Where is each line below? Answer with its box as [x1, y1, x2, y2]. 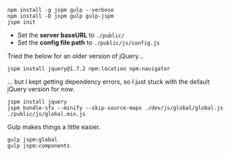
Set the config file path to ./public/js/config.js [17, 38, 160, 47]
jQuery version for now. [7, 85, 75, 93]
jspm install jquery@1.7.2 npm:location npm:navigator [7, 65, 171, 72]
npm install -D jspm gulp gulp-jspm [7, 13, 114, 19]
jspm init [7, 19, 36, 26]
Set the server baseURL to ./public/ [17, 31, 124, 39]
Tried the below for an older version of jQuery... [7, 52, 144, 60]
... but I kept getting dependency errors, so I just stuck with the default [7, 77, 210, 86]
